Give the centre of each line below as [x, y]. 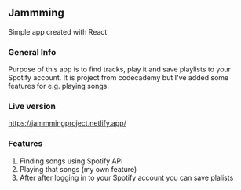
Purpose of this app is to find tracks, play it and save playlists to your [120, 69]
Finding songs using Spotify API [71, 161]
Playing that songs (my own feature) [78, 169]
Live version [32, 107]
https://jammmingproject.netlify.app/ [68, 123]
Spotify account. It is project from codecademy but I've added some [119, 78]
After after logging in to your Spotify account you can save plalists [126, 177]
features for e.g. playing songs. [59, 86]
